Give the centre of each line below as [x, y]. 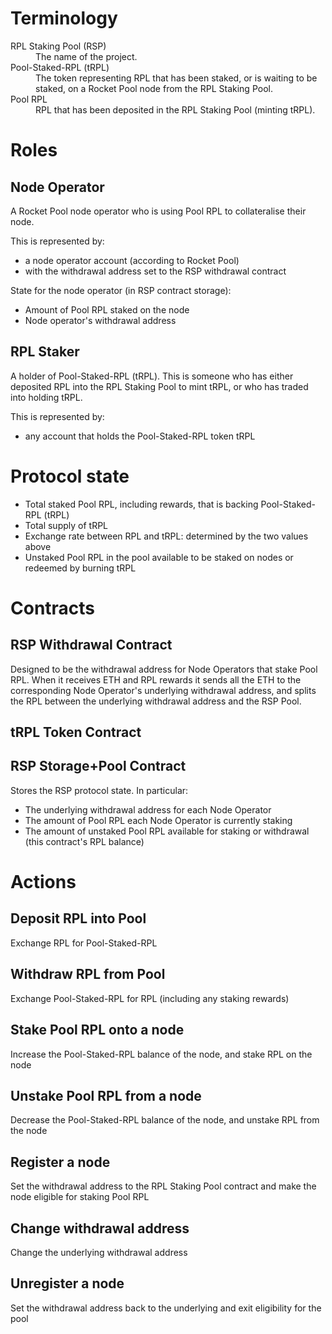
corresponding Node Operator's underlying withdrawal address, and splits [163, 690]
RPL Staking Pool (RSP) [58, 46]
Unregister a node [67, 1283]
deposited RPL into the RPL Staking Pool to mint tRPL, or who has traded [159, 386]
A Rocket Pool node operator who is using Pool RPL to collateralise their [158, 211]
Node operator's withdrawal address [100, 320]
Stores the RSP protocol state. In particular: [99, 790]
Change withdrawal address [100, 1228]
